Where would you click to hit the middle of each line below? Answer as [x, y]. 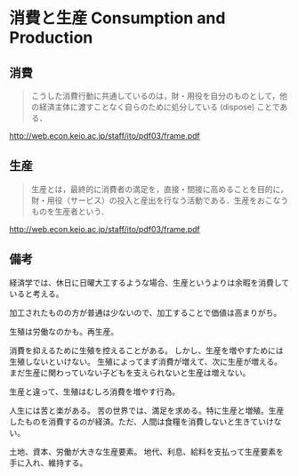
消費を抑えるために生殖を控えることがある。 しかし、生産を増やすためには [147, 350]
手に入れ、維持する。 [48, 463]
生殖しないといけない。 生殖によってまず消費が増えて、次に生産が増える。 [146, 361]
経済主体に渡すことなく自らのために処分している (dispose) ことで [159, 107]
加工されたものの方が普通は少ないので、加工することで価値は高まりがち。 [145, 312]
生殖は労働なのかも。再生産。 [64, 331]
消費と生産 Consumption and [117, 18]
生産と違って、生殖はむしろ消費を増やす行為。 [95, 391]
